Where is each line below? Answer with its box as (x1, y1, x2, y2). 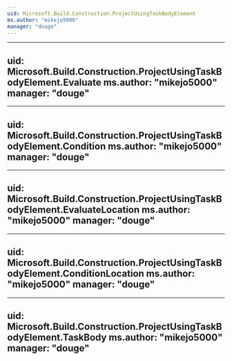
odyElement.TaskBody (7, 332, 107, 344)
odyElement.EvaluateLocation (7, 204, 140, 216)
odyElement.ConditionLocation (7, 268, 145, 280)
